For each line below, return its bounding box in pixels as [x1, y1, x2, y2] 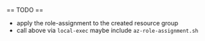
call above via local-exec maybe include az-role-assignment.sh [16, 27, 199, 34]
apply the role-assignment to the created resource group [16, 19, 179, 27]
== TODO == [6, 6, 44, 14]
